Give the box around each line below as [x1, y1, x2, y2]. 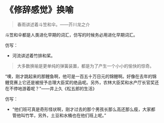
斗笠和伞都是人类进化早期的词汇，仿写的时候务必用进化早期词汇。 [5, 32, 138, 38]
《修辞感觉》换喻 [5, 4, 74, 16]
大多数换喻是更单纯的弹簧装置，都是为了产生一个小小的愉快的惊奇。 [17, 63, 154, 69]
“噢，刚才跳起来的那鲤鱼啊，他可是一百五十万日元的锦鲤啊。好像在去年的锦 [5, 73, 157, 79]
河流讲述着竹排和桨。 [12, 52, 55, 59]
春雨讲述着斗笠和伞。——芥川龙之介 [17, 21, 90, 27]
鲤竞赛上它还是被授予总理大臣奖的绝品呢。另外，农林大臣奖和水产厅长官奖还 [5, 79, 159, 85]
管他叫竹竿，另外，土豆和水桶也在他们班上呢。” [12, 112, 106, 118]
